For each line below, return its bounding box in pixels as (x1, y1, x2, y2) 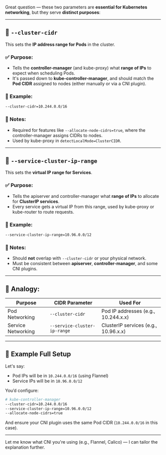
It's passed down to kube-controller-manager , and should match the (12, 76, 154, 81)
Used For (119, 299, 141, 306)
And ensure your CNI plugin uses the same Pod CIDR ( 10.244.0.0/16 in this (5, 419, 158, 426)
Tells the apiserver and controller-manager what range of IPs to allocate (12, 193, 160, 199)
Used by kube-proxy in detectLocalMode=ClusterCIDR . (12, 138, 122, 144)
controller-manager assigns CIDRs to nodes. (12, 132, 103, 138)
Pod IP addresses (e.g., (101, 307, 156, 314)
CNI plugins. (12, 266, 38, 272)
